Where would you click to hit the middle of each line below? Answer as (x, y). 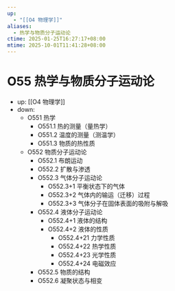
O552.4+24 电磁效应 (87, 263)
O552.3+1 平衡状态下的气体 (86, 186)
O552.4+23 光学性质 (87, 255)
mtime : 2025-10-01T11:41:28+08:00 (57, 45)
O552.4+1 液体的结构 (78, 220)
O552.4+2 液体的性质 (78, 229)
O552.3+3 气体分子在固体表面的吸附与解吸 (108, 203)
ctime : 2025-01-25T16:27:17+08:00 (57, 39)
